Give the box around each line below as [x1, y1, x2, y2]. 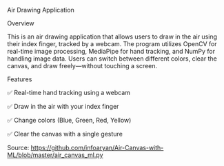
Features [7, 75, 32, 83]
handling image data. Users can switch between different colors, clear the [7, 54, 217, 63]
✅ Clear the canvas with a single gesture [7, 130, 123, 138]
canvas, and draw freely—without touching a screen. [7, 62, 158, 70]
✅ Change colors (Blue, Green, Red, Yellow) [7, 116, 132, 124]
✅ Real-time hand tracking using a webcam [7, 89, 131, 96]
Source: [7, 144, 30, 152]
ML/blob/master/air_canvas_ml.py [7, 151, 103, 159]
